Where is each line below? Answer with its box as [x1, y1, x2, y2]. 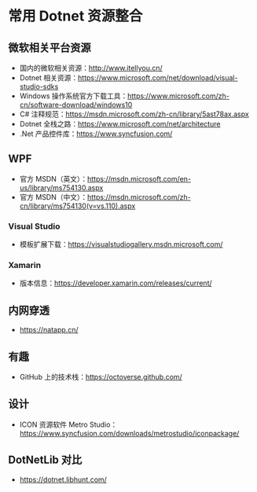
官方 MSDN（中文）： [19, 192, 88, 201]
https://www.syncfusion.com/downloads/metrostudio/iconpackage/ [19, 428, 240, 438]
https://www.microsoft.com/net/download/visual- [77, 73, 238, 83]
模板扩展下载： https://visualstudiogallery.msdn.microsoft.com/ [19, 240, 223, 249]
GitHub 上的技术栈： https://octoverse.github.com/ [19, 373, 182, 382]
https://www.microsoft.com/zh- [127, 91, 229, 101]
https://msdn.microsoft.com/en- [87, 174, 191, 183]
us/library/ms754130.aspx [19, 182, 104, 193]
